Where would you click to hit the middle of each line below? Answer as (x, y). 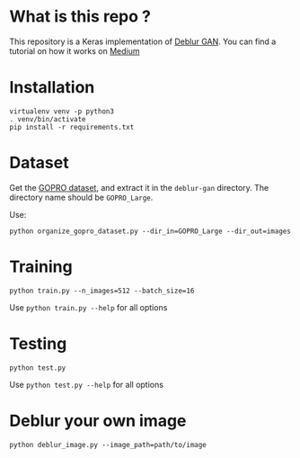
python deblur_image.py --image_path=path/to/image (108, 445)
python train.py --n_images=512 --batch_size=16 (102, 291)
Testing (38, 343)
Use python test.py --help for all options (87, 384)
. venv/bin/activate (48, 119)
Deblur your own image (98, 421)
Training (41, 266)
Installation (52, 88)
